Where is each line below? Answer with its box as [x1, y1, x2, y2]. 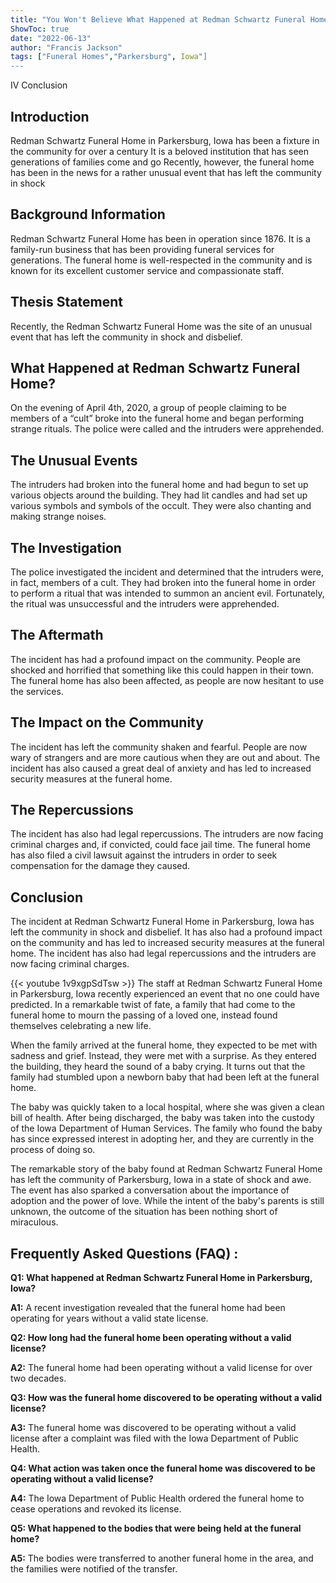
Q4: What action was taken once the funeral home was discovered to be [10, 1462, 316, 1475]
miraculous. [10, 1216, 59, 1228]
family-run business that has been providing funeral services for [10, 243, 275, 255]
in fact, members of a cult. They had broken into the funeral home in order [10, 577, 316, 588]
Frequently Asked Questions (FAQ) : [10, 1245, 239, 1262]
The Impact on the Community [10, 714, 204, 731]
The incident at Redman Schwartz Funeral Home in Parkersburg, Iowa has [10, 916, 315, 928]
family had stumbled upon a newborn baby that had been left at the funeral [10, 1071, 320, 1083]
